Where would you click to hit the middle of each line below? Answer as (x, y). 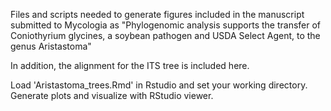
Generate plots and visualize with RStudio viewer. (112, 95)
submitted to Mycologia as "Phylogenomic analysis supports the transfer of (166, 25)
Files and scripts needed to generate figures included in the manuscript (157, 14)
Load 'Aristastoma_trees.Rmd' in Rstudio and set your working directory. (159, 85)
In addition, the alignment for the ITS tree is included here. (130, 65)
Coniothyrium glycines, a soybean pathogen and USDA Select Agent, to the (165, 35)
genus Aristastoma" (51, 46)
